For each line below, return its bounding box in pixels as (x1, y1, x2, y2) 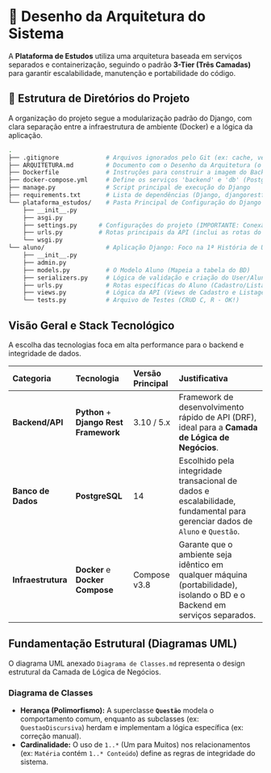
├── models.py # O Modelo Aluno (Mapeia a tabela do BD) (23, 266, 251, 274)
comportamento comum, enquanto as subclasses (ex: (19, 714, 199, 724)
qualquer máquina (178, 569, 248, 580)
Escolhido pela (178, 455, 235, 466)
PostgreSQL (75, 490, 123, 502)
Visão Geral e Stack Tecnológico (8, 318, 175, 332)
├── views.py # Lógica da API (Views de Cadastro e (23, 288, 236, 297)
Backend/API (12, 416, 64, 427)
